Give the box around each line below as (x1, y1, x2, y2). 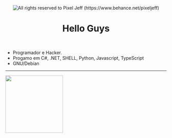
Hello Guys (62, 23, 110, 34)
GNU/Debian (12, 60, 39, 66)
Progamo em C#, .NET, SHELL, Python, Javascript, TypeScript (12, 55, 144, 61)
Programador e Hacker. (12, 49, 62, 56)
